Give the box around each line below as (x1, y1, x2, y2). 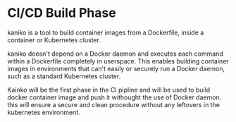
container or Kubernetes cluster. (7, 35, 101, 44)
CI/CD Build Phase (7, 5, 116, 21)
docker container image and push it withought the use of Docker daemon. (7, 93, 222, 102)
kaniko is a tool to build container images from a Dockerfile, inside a (7, 28, 204, 37)
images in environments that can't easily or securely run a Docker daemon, (7, 64, 225, 73)
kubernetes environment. (7, 108, 81, 116)
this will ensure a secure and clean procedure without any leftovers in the (7, 100, 221, 109)
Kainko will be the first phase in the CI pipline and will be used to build (7, 85, 211, 94)
